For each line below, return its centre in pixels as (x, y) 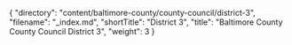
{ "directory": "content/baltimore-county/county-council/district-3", (132, 13)
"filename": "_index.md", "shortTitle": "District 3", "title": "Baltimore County (146, 22)
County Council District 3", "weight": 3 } (82, 31)
